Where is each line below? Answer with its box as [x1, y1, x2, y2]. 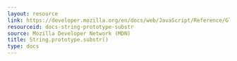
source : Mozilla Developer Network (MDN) [7, 29, 131, 37]
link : [7, 17, 23, 24]
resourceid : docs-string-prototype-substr [7, 23, 134, 30]
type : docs [7, 43, 39, 50]
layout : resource [7, 10, 59, 18]
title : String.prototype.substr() [7, 36, 109, 43]
